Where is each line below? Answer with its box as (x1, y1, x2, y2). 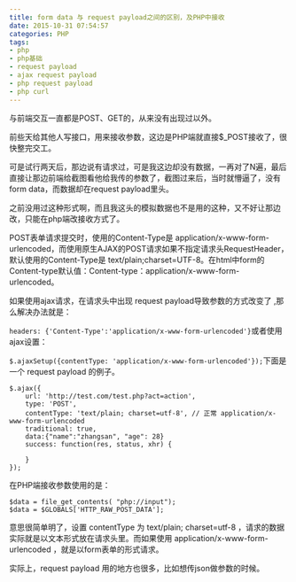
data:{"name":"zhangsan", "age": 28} (25, 431, 165, 441)
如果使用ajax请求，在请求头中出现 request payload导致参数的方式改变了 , (9, 295, 277, 306)
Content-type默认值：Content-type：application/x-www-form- (9, 265, 240, 275)
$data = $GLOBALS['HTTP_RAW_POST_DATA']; (9, 505, 165, 514)
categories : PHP (9, 29, 69, 38)
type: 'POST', (25, 400, 77, 408)
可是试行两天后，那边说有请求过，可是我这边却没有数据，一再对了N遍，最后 (9, 161, 287, 172)
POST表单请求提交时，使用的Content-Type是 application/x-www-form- (9, 232, 270, 243)
